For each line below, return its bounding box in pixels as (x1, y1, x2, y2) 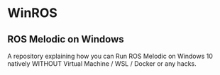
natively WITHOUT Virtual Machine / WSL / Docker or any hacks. (7, 59, 197, 68)
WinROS (7, 5, 58, 21)
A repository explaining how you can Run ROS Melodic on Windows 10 (7, 52, 213, 60)
